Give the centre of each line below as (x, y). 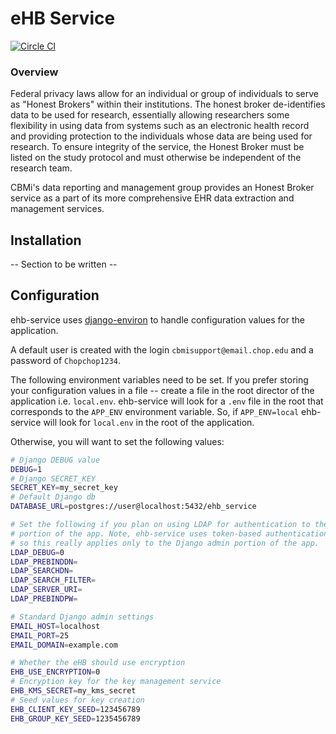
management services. (57, 209)
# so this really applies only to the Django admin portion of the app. (165, 543)
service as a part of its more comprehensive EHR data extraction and (152, 198)
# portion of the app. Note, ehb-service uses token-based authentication (169, 533)
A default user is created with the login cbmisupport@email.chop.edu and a (162, 349)
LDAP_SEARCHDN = (42, 571)
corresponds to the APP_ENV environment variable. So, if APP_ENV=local (155, 411)
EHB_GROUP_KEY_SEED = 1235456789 (75, 718)
